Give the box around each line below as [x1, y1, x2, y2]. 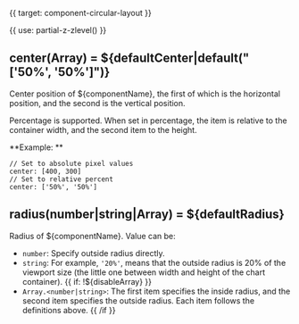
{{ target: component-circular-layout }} [9, 8, 152, 18]
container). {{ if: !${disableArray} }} [21, 276, 153, 287]
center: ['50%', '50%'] [9, 182, 98, 191]
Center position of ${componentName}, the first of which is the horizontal [9, 88, 281, 99]
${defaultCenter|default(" [100, 51, 250, 66]
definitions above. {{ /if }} [21, 304, 116, 315]
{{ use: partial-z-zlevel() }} [9, 25, 107, 35]
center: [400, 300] [9, 167, 82, 176]
